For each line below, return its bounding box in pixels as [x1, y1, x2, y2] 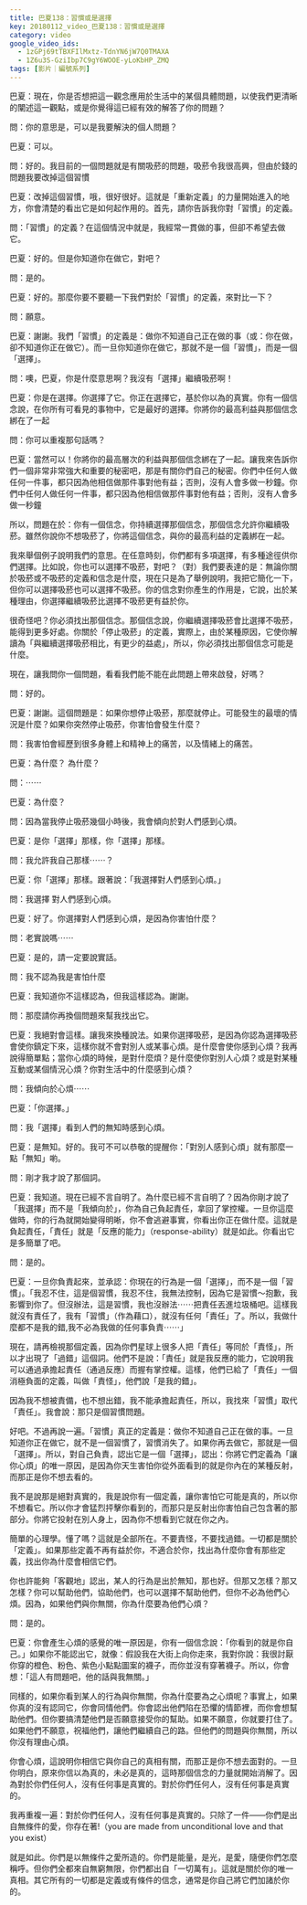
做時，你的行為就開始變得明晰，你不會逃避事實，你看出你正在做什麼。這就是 [9, 1214, 298, 1225]
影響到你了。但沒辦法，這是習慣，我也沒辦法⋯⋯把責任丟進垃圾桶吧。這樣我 [9, 1298, 298, 1309]
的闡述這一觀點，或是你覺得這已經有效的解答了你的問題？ [9, 101, 226, 112]
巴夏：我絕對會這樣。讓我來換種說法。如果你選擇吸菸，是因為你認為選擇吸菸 [9, 1029, 298, 1040]
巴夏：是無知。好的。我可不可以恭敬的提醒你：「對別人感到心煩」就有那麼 [9, 1141, 286, 1152]
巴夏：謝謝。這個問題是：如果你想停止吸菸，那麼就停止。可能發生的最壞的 [9, 707, 290, 718]
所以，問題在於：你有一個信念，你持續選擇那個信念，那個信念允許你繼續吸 [9, 518, 290, 530]
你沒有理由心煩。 [9, 1736, 74, 1747]
